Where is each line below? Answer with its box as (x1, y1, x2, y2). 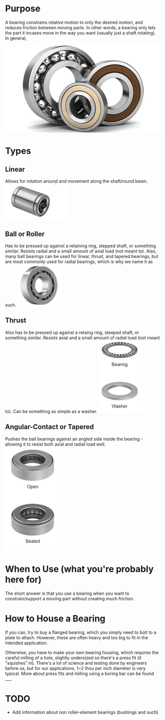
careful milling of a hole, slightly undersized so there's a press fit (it (5, 655, 142, 661)
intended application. (5, 640, 48, 646)
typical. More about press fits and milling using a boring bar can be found (5, 670, 154, 676)
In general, (5, 35, 27, 41)
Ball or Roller (5, 230, 45, 238)
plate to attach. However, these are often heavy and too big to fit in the (5, 634, 149, 640)
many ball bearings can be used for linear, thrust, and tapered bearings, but (5, 254, 159, 259)
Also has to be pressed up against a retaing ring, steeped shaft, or (5, 329, 139, 335)
